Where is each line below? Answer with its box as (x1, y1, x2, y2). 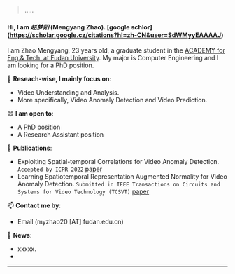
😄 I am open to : (7, 109, 54, 118)
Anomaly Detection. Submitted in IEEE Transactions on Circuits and (17, 180, 220, 189)
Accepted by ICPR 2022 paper (17, 165, 103, 174)
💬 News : (7, 231, 32, 240)
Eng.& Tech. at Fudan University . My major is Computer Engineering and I (7, 54, 219, 62)
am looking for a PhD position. (7, 61, 94, 69)
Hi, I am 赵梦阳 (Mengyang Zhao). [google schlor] (7, 22, 152, 31)
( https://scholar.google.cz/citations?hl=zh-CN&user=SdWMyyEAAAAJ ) (7, 31, 224, 39)
